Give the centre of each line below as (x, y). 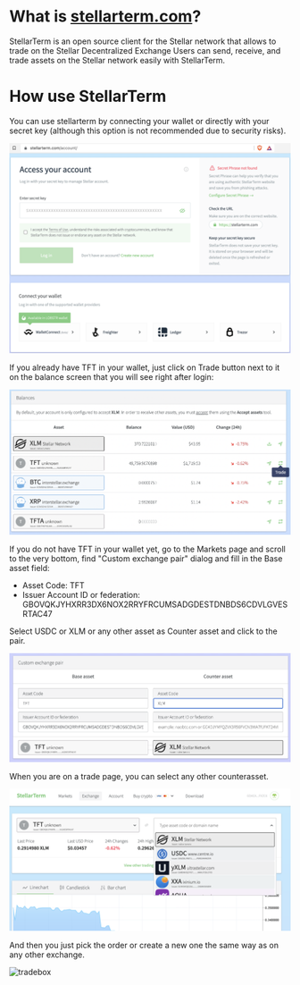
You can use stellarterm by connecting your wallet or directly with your (139, 121)
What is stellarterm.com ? (105, 17)
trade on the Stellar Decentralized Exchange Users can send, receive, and (145, 50)
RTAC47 (37, 613)
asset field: (30, 568)
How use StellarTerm (88, 97)
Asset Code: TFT (53, 585)
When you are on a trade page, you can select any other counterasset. (139, 777)
